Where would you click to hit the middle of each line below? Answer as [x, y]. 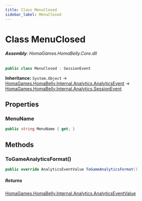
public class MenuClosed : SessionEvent [48, 68]
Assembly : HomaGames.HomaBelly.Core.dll [51, 54]
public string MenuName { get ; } [40, 129]
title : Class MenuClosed [31, 10]
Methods [20, 145]
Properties [22, 105]
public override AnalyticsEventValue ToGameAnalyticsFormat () [72, 169]
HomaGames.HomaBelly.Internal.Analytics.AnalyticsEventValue [71, 193]
